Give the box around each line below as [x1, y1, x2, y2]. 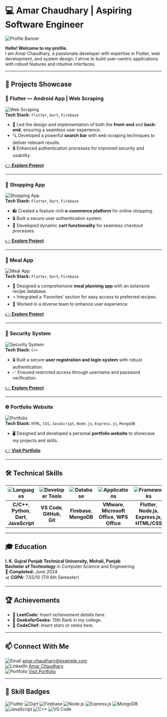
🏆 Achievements [5, 596, 60, 604]
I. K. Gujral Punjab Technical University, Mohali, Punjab [5, 558, 121, 564]
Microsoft [101, 507, 125, 514]
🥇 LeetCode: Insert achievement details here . [12, 612, 106, 618]
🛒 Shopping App [5, 181, 45, 188]
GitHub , [42, 510, 61, 517]
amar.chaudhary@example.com [22, 658, 88, 664]
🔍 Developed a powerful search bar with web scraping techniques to [12, 132, 155, 138]
